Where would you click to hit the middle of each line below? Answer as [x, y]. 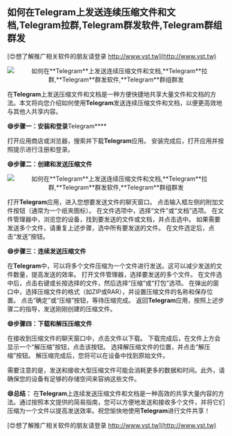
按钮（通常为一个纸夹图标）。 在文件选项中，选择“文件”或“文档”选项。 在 [115, 210]
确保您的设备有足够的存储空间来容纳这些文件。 [74, 379]
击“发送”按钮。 [28, 236]
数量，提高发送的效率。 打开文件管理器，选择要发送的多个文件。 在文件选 [117, 274]
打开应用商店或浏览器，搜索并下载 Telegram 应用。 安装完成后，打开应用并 [113, 141]
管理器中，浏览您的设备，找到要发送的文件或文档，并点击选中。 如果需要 [117, 219]
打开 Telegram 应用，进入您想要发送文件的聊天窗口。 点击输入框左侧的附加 [113, 201]
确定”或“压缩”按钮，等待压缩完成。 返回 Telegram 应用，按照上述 [127, 300]
